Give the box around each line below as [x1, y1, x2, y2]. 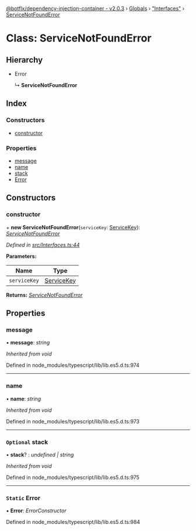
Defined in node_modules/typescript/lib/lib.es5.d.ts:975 [6, 474, 140, 481]
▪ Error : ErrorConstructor [6, 507, 66, 514]
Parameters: [6, 253, 37, 260]
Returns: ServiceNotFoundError [6, 291, 83, 298]
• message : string [6, 339, 50, 346]
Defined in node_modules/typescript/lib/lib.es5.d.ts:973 [6, 418, 140, 425]
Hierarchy [6, 55, 43, 65]
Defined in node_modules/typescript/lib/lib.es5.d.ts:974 [6, 362, 140, 369]
